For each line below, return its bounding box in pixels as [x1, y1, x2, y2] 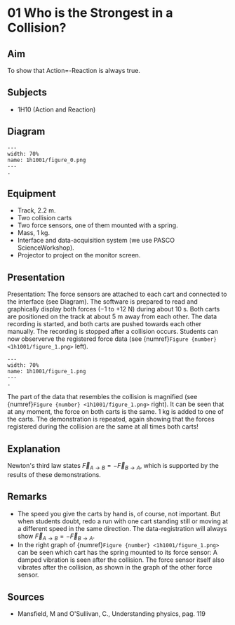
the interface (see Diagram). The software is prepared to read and [7, 297, 198, 306]
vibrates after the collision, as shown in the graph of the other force [17, 563, 213, 572]
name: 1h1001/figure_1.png [7, 368, 86, 375]
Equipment [7, 188, 56, 200]
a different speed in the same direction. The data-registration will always [17, 524, 227, 532]
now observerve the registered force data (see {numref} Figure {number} [7, 335, 217, 343]
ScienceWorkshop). [17, 243, 75, 252]
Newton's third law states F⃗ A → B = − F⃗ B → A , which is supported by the [7, 462, 219, 471]
